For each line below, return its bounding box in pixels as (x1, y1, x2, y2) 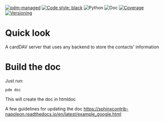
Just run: (5, 78, 24, 84)
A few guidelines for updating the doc (5, 106, 83, 112)
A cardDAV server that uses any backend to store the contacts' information (5, 44, 160, 50)
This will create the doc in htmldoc (5, 96, 76, 102)
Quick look (5, 27, 51, 39)
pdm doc (5, 87, 21, 92)
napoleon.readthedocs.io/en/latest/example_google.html (5, 111, 122, 117)
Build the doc (5, 61, 61, 73)
